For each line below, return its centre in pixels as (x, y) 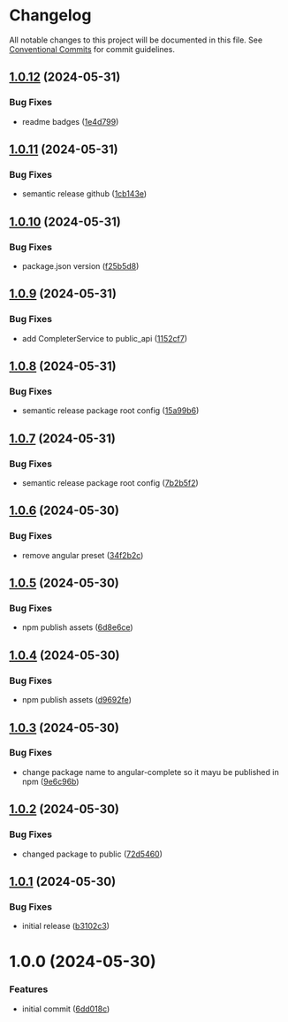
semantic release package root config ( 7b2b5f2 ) (110, 483)
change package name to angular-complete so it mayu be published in (151, 772)
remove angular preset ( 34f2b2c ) (83, 555)
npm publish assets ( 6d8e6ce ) (78, 627)
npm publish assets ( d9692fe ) (77, 700)
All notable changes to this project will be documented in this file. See (136, 40)
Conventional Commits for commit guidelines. (92, 49)
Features (29, 989)
